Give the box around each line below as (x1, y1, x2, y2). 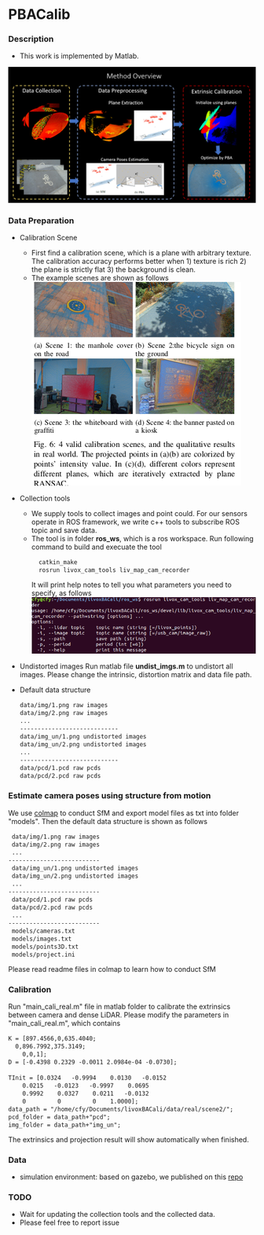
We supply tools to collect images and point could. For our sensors (31, 509, 247, 519)
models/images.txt (11, 935, 72, 943)
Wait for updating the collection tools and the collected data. (19, 1210, 215, 1219)
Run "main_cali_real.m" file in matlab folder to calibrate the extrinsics (8, 1002, 231, 1011)
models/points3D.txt (11, 943, 79, 951)
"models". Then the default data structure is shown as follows (8, 816, 208, 826)
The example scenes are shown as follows (31, 273, 169, 283)
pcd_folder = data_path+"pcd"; (8, 1113, 111, 1121)
